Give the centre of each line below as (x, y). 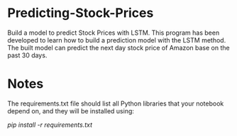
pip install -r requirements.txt (50, 125)
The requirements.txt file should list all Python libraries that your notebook (116, 103)
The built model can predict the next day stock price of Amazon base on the (118, 47)
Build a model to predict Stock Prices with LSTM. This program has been (114, 33)
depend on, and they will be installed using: (71, 110)
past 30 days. (27, 55)
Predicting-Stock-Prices (81, 13)
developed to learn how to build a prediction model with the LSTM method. (117, 40)
